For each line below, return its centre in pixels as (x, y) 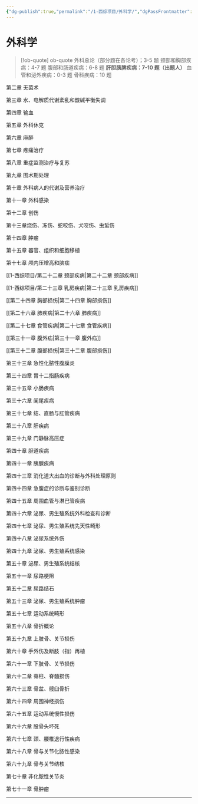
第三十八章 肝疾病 (27, 426)
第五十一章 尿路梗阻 (30, 576)
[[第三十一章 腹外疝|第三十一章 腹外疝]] (54, 338)
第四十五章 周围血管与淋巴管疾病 (46, 500)
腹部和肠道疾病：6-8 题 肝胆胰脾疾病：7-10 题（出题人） (116, 67)
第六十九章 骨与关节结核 (35, 763)
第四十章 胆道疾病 (27, 450)
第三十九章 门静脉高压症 (35, 438)
